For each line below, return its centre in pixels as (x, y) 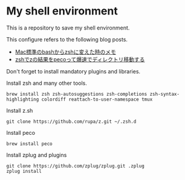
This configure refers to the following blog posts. (67, 39)
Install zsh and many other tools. (47, 83)
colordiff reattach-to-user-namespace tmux (97, 99)
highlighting (23, 99)
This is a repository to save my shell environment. (68, 28)
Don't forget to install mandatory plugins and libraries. (73, 71)
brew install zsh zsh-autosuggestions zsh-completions (77, 94)
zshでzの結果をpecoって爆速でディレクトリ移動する (80, 59)
